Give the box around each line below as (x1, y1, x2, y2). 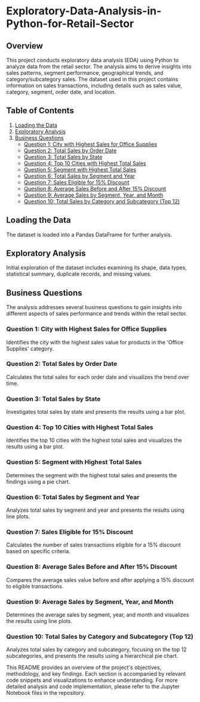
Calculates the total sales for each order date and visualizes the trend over (6, 373, 189, 380)
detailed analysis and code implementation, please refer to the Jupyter (6, 683, 180, 690)
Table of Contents (6, 106, 75, 116)
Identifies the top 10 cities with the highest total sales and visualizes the (6, 437, 182, 444)
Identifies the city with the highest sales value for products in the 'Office (6, 338, 184, 346)
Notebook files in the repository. (6, 689, 85, 697)
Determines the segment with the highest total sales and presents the (6, 471, 177, 479)
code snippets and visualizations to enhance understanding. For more (6, 677, 178, 684)
